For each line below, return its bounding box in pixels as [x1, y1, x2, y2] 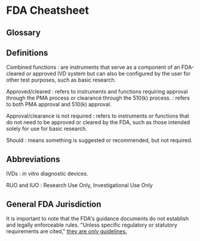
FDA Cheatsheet [6, 4, 90, 17]
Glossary [6, 28, 41, 38]
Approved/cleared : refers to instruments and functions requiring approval [6, 88, 188, 95]
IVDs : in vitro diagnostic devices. [6, 170, 88, 177]
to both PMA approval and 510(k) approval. [6, 101, 112, 108]
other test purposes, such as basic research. [6, 76, 116, 84]
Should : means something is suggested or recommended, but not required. [6, 137, 193, 144]
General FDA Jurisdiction [6, 199, 101, 209]
